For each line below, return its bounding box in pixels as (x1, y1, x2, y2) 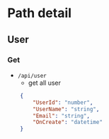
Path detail (7, 5, 72, 21)
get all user (28, 78, 62, 87)
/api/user (17, 72, 47, 79)
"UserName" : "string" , (33, 105, 100, 113)
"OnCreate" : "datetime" (33, 119, 103, 126)
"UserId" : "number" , (33, 98, 93, 106)
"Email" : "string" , (33, 112, 91, 119)
